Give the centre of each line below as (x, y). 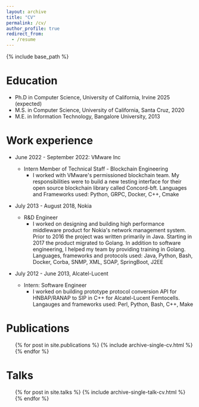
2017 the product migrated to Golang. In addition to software (107, 242)
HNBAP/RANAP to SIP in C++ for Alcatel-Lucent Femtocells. (106, 297)
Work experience (50, 141)
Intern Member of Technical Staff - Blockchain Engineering (96, 169)
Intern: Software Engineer (55, 285)
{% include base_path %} (38, 57)
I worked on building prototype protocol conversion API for (105, 291)
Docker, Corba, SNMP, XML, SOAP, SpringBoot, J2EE (98, 262)
